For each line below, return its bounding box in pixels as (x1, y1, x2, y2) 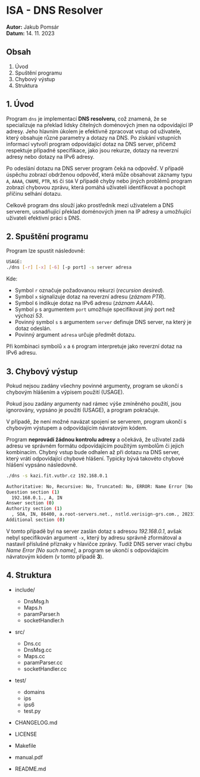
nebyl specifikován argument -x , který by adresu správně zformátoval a (6, 534, 182, 541)
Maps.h (23, 604, 43, 611)
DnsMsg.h (23, 597, 49, 605)
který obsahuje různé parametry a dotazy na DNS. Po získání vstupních (6, 134, 182, 141)
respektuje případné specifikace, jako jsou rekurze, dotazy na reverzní (6, 147, 179, 154)
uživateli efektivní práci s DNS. (6, 214, 82, 221)
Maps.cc (23, 652, 46, 659)
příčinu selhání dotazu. (6, 190, 62, 197)
